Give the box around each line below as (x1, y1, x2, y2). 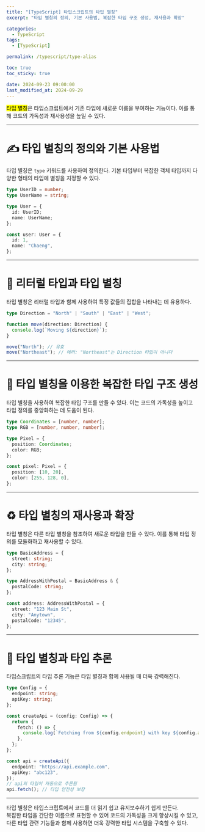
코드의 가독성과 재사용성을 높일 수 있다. (12, 112, 106, 120)
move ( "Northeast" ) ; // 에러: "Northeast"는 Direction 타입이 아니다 (6, 349, 173, 356)
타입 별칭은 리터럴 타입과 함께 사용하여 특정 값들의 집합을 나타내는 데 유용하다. (6, 298, 192, 305)
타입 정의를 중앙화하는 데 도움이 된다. (6, 407, 95, 414)
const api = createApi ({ (6, 758, 70, 764)
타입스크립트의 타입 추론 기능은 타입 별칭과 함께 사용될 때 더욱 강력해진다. (6, 673, 181, 680)
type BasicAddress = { (6, 550, 64, 556)
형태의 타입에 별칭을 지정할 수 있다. (17, 175, 101, 182)
